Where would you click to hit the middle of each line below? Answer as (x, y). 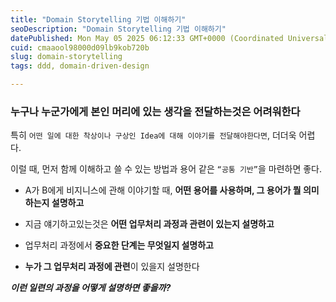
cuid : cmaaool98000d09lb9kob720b (80, 47)
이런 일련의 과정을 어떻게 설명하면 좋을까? (91, 288)
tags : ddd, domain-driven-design (80, 66)
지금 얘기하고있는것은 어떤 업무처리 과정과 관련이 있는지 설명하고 (149, 224)
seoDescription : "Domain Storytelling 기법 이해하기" (118, 29)
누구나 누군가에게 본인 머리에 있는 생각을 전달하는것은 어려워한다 (155, 111)
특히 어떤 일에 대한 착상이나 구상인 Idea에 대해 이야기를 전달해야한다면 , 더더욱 (153, 135)
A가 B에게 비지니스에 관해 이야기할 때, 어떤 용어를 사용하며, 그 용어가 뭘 (163, 190)
